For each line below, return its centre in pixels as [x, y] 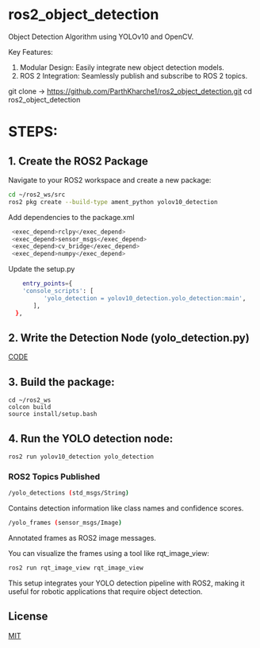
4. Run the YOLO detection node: [91, 438]
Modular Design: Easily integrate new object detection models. [122, 67]
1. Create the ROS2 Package [78, 161]
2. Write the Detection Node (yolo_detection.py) [129, 338]
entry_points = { [48, 283]
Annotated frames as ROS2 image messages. [82, 538]
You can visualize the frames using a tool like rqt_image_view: [109, 553]
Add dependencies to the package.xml [71, 217]
